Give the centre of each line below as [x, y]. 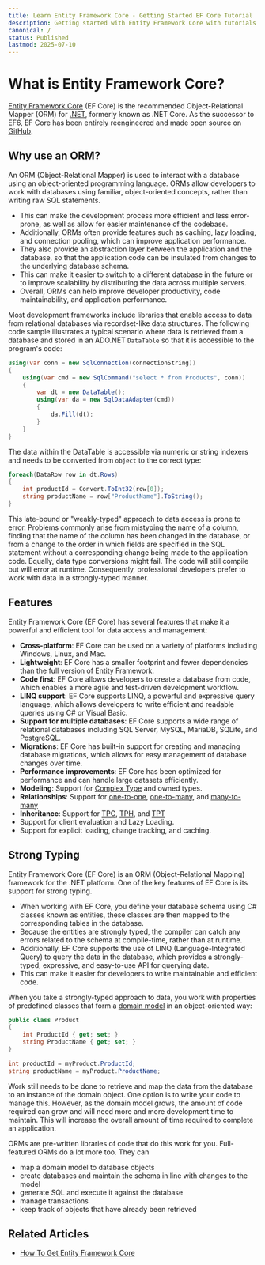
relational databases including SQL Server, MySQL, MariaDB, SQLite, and [138, 729]
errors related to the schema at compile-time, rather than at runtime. [131, 940]
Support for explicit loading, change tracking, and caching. [115, 830]
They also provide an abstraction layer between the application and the [135, 249]
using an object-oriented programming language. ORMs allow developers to [132, 183]
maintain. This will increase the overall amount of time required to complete [131, 1120]
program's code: [35, 348]
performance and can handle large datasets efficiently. [109, 780]
